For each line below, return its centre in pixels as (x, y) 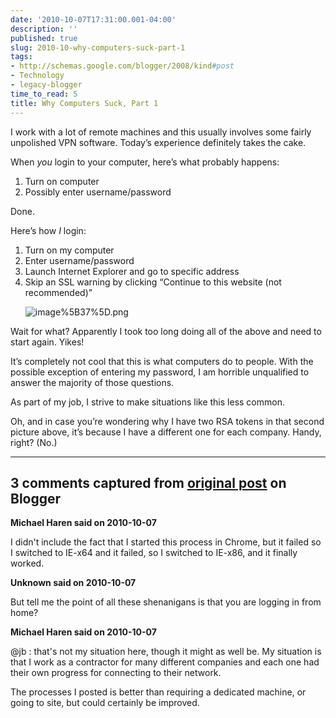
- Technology (37, 76)
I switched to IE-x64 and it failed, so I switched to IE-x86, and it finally (154, 553)
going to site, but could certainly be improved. (105, 703)
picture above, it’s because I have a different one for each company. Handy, (166, 432)
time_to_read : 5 (44, 94)
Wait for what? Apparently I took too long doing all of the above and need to (166, 331)
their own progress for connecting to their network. (116, 673)
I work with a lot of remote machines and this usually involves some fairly (161, 132)
